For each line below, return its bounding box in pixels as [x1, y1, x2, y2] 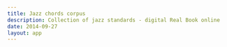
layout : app [7, 29, 42, 37]
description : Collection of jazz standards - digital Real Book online [7, 17, 220, 23]
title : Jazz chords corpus [7, 10, 86, 17]
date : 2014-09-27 [7, 23, 58, 30]
